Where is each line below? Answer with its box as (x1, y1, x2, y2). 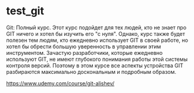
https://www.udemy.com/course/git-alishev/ (6, 79, 115, 87)
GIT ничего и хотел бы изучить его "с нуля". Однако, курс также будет (6, 30, 186, 37)
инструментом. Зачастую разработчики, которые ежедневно (6, 49, 163, 56)
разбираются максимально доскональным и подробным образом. (6, 68, 177, 75)
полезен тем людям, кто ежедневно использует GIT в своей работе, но (6, 36, 189, 44)
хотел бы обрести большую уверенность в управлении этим (6, 43, 161, 50)
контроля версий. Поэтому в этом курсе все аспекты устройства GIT (6, 61, 183, 69)
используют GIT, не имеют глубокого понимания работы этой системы (6, 55, 188, 63)
